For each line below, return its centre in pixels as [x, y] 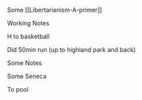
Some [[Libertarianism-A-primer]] [55, 10]
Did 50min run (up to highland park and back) [71, 50]
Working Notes [28, 23]
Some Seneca [27, 76]
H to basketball [28, 36]
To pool [18, 89]
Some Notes [25, 63]
